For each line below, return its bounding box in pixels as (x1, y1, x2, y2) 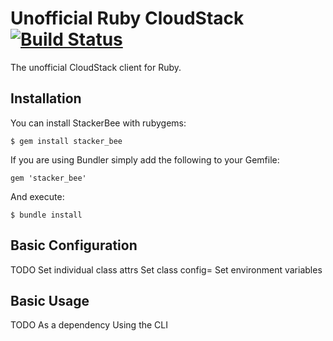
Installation (10, 90, 82, 107)
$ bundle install (10, 210, 83, 220)
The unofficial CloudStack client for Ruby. (10, 61, 182, 73)
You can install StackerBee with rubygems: (10, 117, 187, 129)
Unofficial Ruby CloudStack (10, 7, 245, 30)
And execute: (10, 190, 65, 202)
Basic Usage (10, 292, 90, 309)
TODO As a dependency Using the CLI (10, 319, 168, 331)
